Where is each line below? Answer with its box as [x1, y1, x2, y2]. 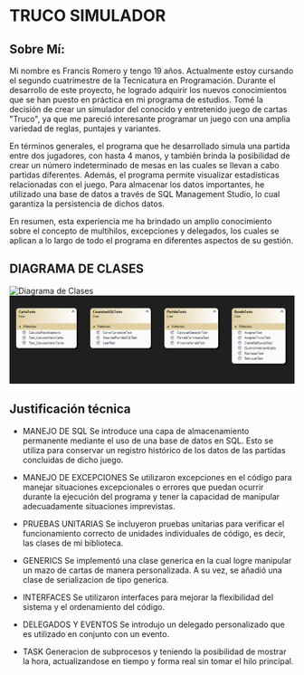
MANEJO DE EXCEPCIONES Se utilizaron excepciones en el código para [22, 471, 292, 482]
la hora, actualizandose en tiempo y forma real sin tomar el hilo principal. [22, 655, 294, 666]
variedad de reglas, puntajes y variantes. [9, 123, 161, 134]
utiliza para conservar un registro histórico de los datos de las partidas [22, 444, 287, 455]
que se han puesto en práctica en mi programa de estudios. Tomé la [9, 94, 264, 105]
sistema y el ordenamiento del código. [22, 601, 166, 612]
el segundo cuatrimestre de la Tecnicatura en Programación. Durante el [9, 75, 276, 86]
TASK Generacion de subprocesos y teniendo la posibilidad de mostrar [22, 646, 287, 657]
